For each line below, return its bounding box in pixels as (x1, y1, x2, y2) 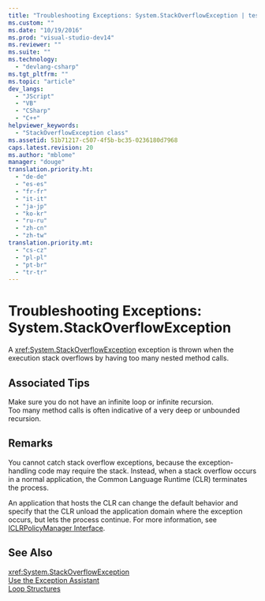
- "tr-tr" (15, 268, 47, 276)
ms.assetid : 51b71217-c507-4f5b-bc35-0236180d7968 (8, 136, 178, 144)
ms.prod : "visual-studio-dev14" (8, 33, 114, 42)
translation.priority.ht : (8, 166, 93, 174)
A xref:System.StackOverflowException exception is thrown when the (8, 345, 234, 355)
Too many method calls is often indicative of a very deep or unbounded (8, 405, 241, 415)
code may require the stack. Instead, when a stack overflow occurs (38, 466, 257, 476)
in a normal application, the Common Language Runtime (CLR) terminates (8, 474, 248, 483)
